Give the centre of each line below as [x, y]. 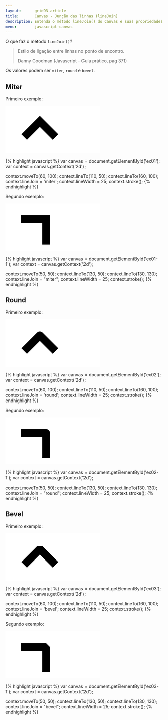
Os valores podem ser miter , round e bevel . [50, 71]
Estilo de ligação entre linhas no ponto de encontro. [71, 51]
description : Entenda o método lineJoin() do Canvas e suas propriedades [84, 21]
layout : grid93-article [36, 11]
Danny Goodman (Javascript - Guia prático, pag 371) [72, 61]
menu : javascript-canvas [39, 27]
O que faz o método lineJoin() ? [39, 42]
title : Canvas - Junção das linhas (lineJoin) [62, 16]
